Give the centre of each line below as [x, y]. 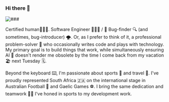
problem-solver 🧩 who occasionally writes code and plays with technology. [85, 44]
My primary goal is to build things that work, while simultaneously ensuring [85, 50]
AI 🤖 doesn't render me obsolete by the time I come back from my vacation [85, 55]
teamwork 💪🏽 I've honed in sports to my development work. [69, 94]
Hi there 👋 [18, 8]
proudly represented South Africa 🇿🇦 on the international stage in [76, 81]
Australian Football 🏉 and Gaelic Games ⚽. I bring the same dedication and [84, 87]
